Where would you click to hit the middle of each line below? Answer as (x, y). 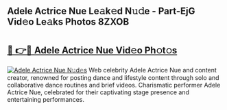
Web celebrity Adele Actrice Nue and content (153, 70)
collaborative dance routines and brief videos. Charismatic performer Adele (114, 85)
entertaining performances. (46, 99)
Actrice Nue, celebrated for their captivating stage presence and (98, 92)
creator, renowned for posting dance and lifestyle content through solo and (113, 78)
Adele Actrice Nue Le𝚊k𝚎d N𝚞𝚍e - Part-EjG (101, 11)
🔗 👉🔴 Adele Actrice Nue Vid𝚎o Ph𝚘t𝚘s (92, 50)
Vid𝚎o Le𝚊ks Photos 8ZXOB (68, 22)
